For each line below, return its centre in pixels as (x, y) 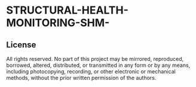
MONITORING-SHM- (58, 23)
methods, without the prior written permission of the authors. (81, 78)
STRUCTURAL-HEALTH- (67, 10)
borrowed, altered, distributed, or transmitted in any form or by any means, (98, 65)
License (21, 45)
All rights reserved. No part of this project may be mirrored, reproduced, (95, 59)
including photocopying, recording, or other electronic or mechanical (91, 71)
